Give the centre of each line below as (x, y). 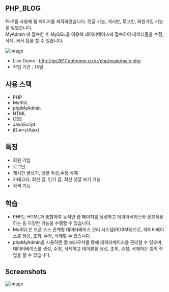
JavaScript (24, 124)
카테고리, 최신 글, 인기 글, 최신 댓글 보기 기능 (57, 179)
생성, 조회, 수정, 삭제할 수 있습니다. (57, 236)
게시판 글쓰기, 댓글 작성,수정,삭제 (45, 173)
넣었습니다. (22, 28)
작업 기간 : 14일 (28, 66)
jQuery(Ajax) (26, 129)
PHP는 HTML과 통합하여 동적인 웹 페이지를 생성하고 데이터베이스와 (79, 217)
